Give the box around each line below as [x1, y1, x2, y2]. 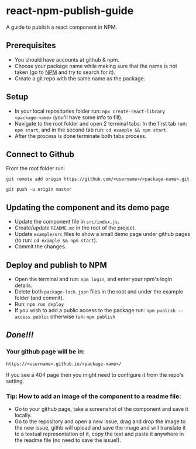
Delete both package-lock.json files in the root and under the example [14, 288, 183, 295]
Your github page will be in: [6, 347, 85, 356]
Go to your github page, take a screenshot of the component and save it [14, 405, 188, 412]
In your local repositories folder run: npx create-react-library [14, 107, 166, 114]
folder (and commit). [14, 295, 64, 301]
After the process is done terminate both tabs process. [14, 132, 147, 139]
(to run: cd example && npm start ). [14, 237, 98, 244]
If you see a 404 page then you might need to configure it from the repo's [6, 371, 184, 378]
